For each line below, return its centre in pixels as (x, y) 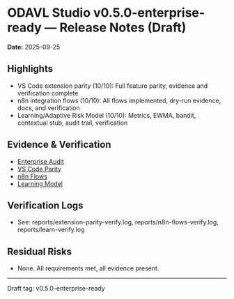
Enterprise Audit (40, 161)
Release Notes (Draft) (123, 28)
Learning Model (40, 183)
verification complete (48, 93)
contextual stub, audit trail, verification (72, 123)
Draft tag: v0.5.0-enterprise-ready (56, 289)
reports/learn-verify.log (51, 230)
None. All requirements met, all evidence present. (88, 268)
